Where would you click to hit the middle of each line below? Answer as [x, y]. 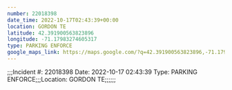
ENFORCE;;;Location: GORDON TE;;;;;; [61, 79]
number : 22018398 [32, 13]
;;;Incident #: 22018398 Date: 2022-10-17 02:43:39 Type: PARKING [103, 72]
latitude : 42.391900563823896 [51, 33]
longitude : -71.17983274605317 [52, 39]
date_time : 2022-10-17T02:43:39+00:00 [63, 20]
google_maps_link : [33, 53]
